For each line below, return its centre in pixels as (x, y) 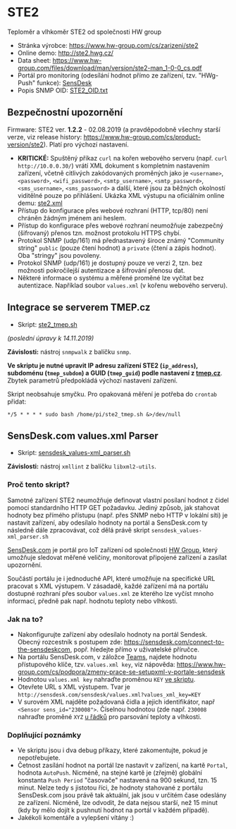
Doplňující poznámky (44, 735)
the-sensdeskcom (44, 649)
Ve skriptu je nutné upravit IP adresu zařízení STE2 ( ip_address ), (103, 365)
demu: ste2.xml (40, 203)
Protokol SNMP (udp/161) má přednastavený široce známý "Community (121, 240)
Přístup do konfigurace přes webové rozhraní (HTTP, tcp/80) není (113, 210)
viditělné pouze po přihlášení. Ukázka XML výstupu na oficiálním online (121, 195)
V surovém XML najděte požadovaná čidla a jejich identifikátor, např (116, 702)
